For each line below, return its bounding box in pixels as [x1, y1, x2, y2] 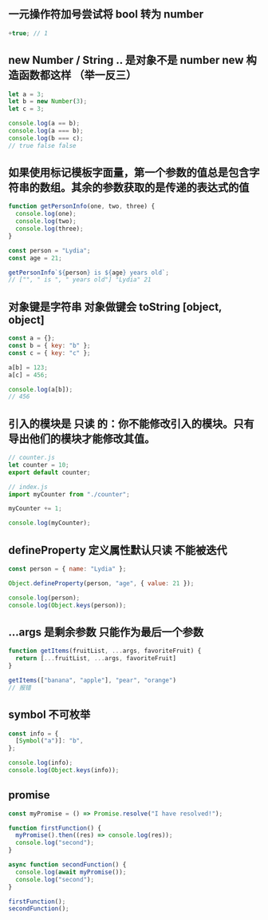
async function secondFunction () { [8, 861, 127, 869]
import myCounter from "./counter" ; [8, 490, 130, 498]
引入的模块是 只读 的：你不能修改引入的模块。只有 [8, 416, 254, 430]
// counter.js [8, 454, 56, 462]
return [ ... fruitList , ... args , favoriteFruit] [15, 655, 177, 663]
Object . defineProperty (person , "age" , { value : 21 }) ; [8, 579, 195, 587]
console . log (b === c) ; [8, 134, 84, 142]
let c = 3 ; [8, 105, 45, 114]
